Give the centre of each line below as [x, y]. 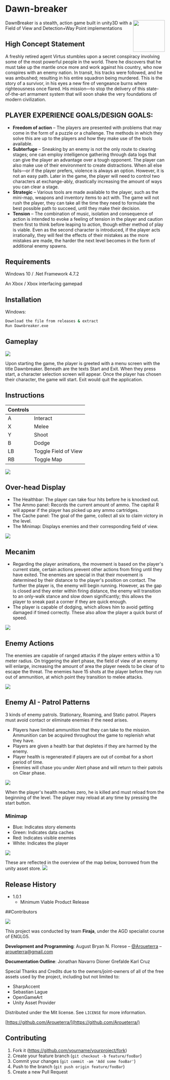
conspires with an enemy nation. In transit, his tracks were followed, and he [84, 72]
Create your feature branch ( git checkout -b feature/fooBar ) [77, 1056]
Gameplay [22, 342]
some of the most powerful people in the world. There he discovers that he [83, 62]
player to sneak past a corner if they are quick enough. [70, 602]
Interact [43, 418]
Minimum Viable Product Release [55, 902]
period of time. [28, 762]
